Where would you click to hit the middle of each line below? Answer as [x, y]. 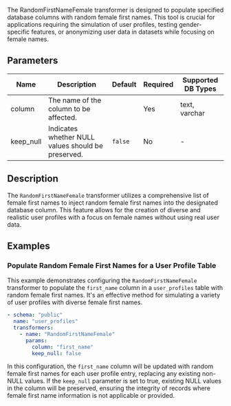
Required [158, 84]
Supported [200, 80]
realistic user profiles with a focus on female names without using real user [113, 217]
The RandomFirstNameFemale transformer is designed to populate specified [115, 10]
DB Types [200, 89]
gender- [190, 24]
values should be [75, 146]
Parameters [33, 61]
